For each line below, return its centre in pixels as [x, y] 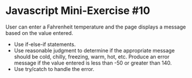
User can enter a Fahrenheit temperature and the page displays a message [96, 27]
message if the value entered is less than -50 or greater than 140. [93, 63]
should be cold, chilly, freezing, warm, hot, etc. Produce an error [92, 56]
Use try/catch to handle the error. [54, 69]
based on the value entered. [40, 33]
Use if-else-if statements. [45, 44]
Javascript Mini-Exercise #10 [78, 11]
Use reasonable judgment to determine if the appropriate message [94, 50]
